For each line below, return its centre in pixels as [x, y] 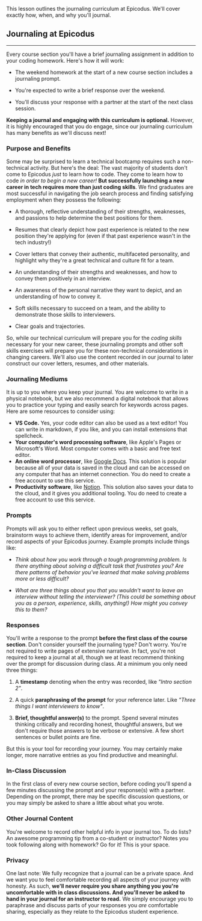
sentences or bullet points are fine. [58, 737]
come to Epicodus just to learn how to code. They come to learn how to [95, 175]
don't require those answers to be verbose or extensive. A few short [99, 730]
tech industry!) [33, 243]
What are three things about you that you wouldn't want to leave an [99, 590]
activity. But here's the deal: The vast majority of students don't [109, 168]
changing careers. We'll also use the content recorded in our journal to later [100, 357]
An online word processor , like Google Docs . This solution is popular [101, 461]
